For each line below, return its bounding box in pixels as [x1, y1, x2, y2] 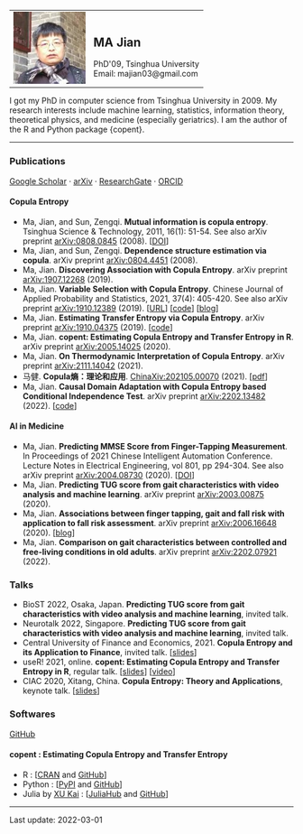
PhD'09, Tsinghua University [93, 59, 200, 69]
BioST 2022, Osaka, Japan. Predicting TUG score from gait [22, 599, 245, 610]
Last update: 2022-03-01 [9, 814, 103, 825]
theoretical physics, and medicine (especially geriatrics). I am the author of [9, 115, 288, 125]
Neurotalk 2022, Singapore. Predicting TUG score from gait [22, 618, 246, 629]
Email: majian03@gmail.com [93, 69, 198, 79]
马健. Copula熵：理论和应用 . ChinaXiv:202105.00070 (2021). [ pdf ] [22, 371, 269, 382]
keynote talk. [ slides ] [22, 685, 101, 696]
